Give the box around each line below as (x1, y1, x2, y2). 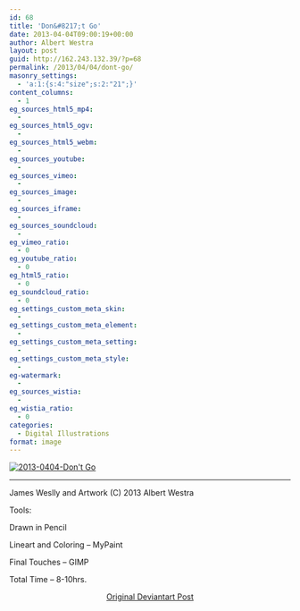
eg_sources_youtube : (9, 154, 87, 164)
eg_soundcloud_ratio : (9, 287, 90, 296)
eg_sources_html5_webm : (9, 138, 98, 147)
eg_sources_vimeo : (9, 171, 78, 180)
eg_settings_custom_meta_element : (9, 321, 138, 330)
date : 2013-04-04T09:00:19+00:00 (9, 30, 134, 38)
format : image (9, 437, 62, 446)
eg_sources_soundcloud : (9, 221, 98, 230)
